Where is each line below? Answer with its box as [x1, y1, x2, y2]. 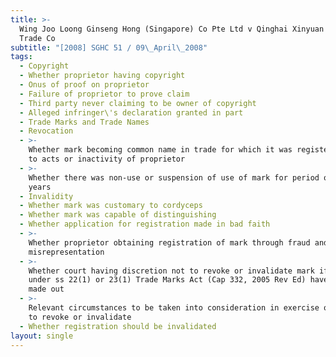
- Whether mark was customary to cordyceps [19, 201, 203, 211]
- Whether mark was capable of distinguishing [19, 210, 217, 220]
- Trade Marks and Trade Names [19, 117, 150, 127]
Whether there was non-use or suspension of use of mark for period [28, 172, 320, 183]
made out [28, 284, 65, 295]
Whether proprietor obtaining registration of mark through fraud [28, 237, 311, 248]
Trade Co [19, 33, 56, 43]
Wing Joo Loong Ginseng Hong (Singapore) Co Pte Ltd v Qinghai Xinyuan [19, 24, 325, 34]
